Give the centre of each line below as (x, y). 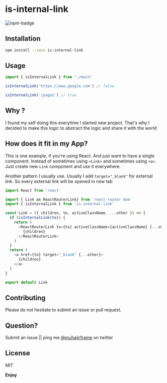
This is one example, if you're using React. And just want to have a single (80, 156)
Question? (22, 325)
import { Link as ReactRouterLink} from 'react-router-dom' (69, 199)
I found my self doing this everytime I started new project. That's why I (78, 123)
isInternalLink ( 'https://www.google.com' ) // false (60, 86)
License (18, 353)
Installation (23, 39)
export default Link (27, 282)
